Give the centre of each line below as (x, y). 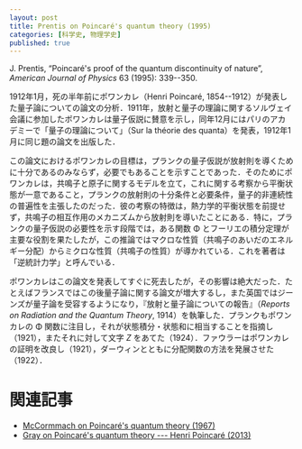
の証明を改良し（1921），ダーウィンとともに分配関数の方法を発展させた (142, 349)
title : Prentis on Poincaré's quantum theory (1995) (110, 26)
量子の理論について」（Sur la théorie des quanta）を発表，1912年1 (169, 131)
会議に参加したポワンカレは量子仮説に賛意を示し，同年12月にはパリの (140, 119)
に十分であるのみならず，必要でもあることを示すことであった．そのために (147, 172)
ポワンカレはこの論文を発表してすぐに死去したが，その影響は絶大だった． (147, 281)
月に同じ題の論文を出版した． (64, 142)
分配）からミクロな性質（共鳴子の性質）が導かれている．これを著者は (155, 251)
